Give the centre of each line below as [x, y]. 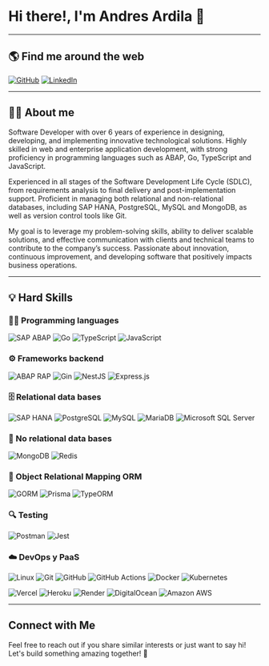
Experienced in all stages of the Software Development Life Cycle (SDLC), [130, 181]
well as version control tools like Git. [68, 215]
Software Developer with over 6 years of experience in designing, [116, 132]
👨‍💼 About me [41, 112]
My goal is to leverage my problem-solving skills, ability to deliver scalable [131, 231]
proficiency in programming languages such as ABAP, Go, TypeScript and [130, 157]
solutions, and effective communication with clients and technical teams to [131, 239]
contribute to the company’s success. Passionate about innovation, [119, 248]
